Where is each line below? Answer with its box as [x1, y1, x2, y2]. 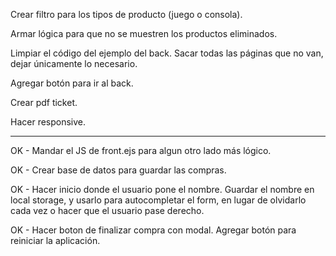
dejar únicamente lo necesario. [10, 58, 138, 69]
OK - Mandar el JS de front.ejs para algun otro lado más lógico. [10, 145, 272, 156]
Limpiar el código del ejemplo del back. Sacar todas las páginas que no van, [10, 47, 324, 59]
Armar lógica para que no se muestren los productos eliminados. [10, 28, 278, 39]
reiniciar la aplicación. [10, 235, 101, 246]
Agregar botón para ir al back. [10, 77, 134, 89]
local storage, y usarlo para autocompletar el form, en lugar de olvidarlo [10, 194, 307, 206]
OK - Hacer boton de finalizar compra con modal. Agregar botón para [10, 224, 297, 236]
